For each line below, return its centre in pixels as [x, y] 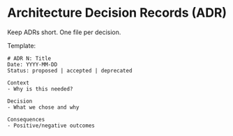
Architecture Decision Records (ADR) [117, 13]
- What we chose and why [43, 107]
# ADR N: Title [29, 58]
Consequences [26, 119]
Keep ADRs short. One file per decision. [64, 32]
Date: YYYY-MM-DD [32, 64]
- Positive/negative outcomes [51, 126]
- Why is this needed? [40, 89]
